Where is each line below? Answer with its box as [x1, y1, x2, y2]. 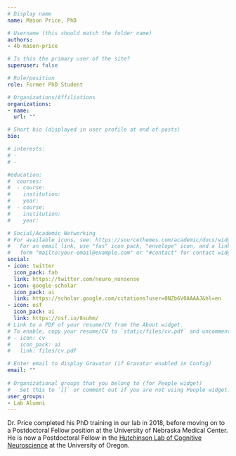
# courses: [7, 177, 42, 185]
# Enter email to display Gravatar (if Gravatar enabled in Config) [7, 360, 212, 367]
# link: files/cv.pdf [7, 348, 77, 355]
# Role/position [7, 75, 55, 82]
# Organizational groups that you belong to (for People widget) [7, 379, 202, 387]
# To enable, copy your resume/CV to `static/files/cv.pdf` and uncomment [7, 328, 231, 335]
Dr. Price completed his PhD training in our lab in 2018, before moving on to [7, 419, 225, 427]
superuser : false [7, 62, 58, 69]
